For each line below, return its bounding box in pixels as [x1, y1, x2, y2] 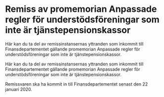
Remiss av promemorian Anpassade [5, 3, 157, 15]
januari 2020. [5, 86, 32, 92]
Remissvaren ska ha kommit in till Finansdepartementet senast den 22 [5, 81, 148, 87]
